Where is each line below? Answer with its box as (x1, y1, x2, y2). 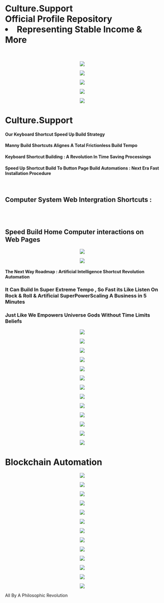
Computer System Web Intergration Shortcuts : (5, 195, 152, 204)
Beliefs (5, 318, 22, 325)
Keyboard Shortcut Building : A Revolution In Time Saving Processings (5, 153, 151, 160)
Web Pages (5, 235, 41, 244)
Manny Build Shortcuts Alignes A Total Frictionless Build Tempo (5, 143, 138, 148)
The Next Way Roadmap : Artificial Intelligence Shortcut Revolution (5, 269, 144, 275)
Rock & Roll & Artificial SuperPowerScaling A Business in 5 (5, 292, 147, 299)
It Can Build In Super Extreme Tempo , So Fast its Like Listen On (5, 286, 158, 293)
